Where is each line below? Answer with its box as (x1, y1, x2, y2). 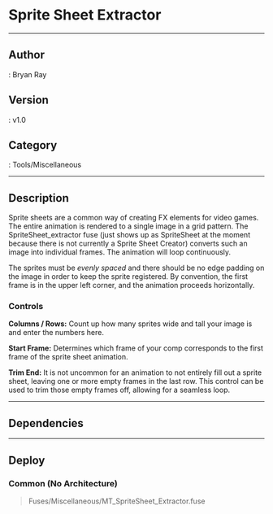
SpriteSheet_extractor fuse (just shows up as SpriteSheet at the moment (8, 230, 250, 240)
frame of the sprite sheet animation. (8, 352, 128, 362)
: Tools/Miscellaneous (8, 160, 82, 170)
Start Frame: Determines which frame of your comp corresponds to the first (8, 343, 264, 353)
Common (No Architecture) (8, 477, 118, 489)
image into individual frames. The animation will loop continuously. (8, 247, 232, 257)
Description (8, 191, 69, 205)
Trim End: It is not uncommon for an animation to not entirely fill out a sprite (8, 368, 262, 377)
